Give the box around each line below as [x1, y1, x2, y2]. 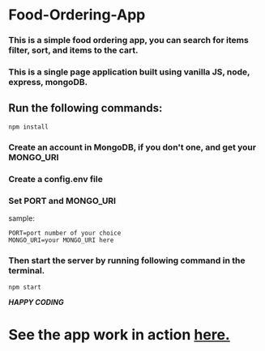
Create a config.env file [8, 173, 103, 184]
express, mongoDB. [8, 77, 88, 88]
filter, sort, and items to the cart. [8, 44, 139, 56]
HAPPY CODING [8, 298, 64, 307]
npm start [8, 283, 42, 292]
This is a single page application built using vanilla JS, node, [8, 66, 250, 78]
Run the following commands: [8, 101, 163, 115]
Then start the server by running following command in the [8, 255, 246, 266]
